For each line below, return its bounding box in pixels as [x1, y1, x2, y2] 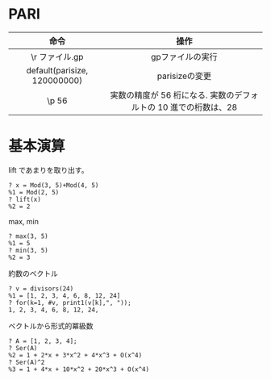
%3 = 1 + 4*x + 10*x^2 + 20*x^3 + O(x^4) [8, 365, 150, 374]
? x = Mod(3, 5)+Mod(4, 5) [8, 181, 99, 190]
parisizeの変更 [156, 70, 212, 81]
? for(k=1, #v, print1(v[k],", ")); [8, 299, 131, 307]
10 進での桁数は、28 [156, 102, 238, 113]
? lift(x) [8, 195, 42, 203]
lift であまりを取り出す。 [8, 165, 89, 174]
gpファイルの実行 [150, 51, 218, 62]
